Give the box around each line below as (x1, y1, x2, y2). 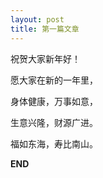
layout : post (10, 14, 65, 25)
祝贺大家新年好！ (10, 52, 81, 65)
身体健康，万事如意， (10, 95, 98, 107)
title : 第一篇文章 (10, 24, 80, 34)
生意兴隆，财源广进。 (10, 116, 98, 128)
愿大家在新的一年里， (10, 74, 98, 86)
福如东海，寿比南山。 (10, 137, 98, 150)
